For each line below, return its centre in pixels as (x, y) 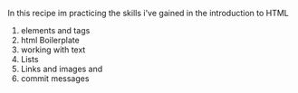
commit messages (55, 79)
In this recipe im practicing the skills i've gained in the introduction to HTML (149, 13)
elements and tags (55, 30)
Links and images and (62, 69)
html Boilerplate (50, 40)
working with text (53, 50)
